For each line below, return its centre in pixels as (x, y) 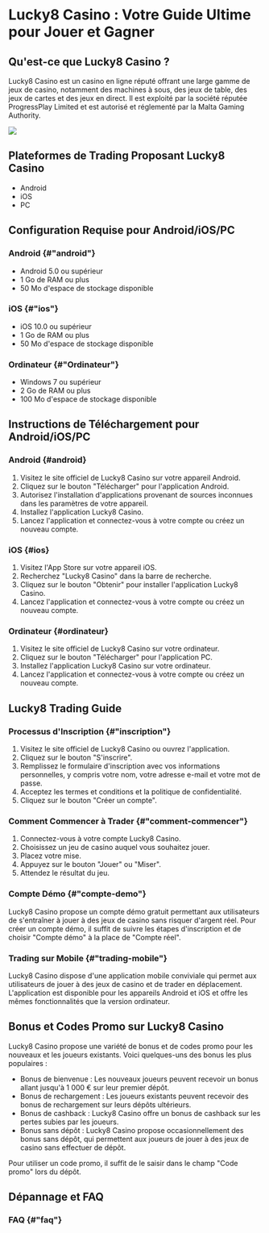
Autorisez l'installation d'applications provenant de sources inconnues (137, 494)
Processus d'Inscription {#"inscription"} (90, 731)
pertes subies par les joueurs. (69, 1122)
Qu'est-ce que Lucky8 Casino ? (89, 62)
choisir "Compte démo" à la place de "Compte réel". (95, 937)
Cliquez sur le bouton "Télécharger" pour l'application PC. (116, 657)
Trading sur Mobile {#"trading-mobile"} (88, 958)
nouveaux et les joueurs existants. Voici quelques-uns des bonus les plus (130, 1055)
